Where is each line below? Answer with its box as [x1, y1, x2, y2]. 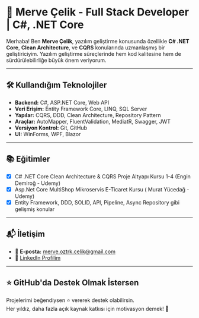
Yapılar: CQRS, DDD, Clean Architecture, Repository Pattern [14, 111, 161, 118]
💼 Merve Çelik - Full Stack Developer [6, 5, 190, 19]
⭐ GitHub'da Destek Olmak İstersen [6, 278, 139, 288]
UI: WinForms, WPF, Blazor [14, 130, 81, 137]
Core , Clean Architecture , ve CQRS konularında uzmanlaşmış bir [6, 44, 165, 51]
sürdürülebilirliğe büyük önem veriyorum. [6, 56, 107, 64]
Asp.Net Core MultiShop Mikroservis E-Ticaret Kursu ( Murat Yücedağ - [14, 185, 190, 193]
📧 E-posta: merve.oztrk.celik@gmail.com [14, 248, 115, 255]
